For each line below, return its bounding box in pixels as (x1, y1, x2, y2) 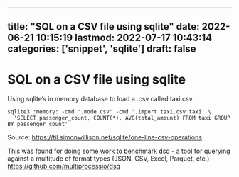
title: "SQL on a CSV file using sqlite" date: (7, 21, 201, 33)
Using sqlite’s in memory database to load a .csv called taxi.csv (7, 95, 193, 103)
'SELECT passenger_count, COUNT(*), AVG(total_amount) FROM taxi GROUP (14, 115, 231, 122)
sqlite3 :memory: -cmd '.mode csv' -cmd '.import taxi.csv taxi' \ (7, 108, 212, 115)
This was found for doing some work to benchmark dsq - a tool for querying (7, 147, 230, 156)
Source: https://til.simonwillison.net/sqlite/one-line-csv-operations (7, 133, 203, 142)
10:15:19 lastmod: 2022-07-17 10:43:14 (36, 32, 213, 44)
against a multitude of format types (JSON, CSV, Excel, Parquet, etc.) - (7, 154, 215, 163)
